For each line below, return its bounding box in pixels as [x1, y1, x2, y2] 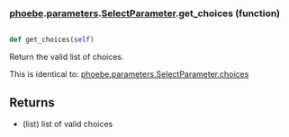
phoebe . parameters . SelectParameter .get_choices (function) [9, 7, 281, 20]
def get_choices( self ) [9, 35, 95, 45]
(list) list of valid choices [22, 118, 113, 129]
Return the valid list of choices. [9, 52, 124, 63]
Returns [9, 95, 56, 110]
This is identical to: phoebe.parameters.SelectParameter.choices [9, 69, 249, 80]
